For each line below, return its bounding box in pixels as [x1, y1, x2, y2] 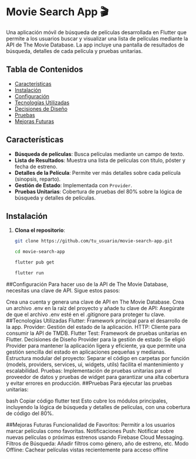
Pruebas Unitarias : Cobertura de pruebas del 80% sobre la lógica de [14, 188, 183, 195]
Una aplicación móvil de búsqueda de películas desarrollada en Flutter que [6, 28, 187, 36]
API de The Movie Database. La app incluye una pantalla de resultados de [6, 41, 185, 48]
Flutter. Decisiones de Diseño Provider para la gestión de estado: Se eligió [6, 335, 185, 342]
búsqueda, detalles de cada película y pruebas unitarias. [6, 47, 143, 54]
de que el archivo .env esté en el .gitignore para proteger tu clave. [6, 311, 165, 318]
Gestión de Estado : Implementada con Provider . [14, 181, 133, 189]
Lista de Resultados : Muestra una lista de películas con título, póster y [14, 157, 186, 164]
